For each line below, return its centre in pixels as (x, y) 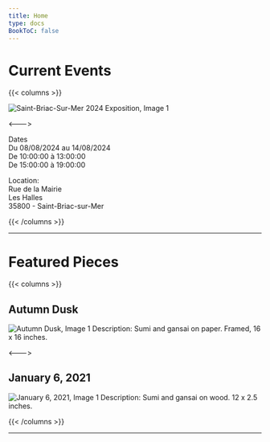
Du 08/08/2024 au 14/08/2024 (59, 148)
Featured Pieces (63, 262)
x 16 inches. (28, 338)
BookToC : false (34, 31)
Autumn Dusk (43, 309)
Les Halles (26, 198)
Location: (24, 181)
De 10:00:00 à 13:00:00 (47, 157)
